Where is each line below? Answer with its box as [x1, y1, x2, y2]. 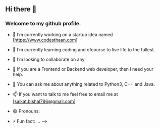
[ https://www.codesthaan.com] [12, 37, 78, 43]
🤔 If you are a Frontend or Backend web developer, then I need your [12, 66, 154, 72]
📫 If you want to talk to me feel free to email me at [12, 91, 118, 97]
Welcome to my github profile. [5, 20, 81, 27]
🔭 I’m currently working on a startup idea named [12, 31, 113, 38]
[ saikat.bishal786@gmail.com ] [12, 98, 76, 104]
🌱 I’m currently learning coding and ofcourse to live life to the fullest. [12, 46, 155, 53]
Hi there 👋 [5, 5, 37, 14]
